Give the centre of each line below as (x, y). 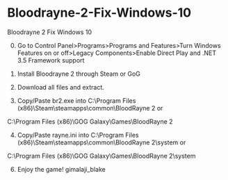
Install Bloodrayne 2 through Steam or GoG (79, 74)
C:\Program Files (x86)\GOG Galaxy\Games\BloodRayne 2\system (101, 156)
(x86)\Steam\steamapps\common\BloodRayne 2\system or (101, 142)
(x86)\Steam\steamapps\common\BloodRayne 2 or (90, 108)
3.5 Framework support (51, 60)
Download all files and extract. (60, 87)
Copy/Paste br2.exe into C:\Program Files (76, 100)
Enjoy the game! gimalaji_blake (61, 169)
